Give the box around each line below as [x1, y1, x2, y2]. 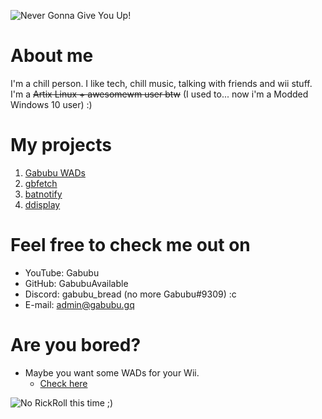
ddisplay [24, 198, 61, 210]
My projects [10, 134, 112, 157]
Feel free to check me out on [10, 234, 251, 257]
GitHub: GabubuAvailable [24, 277, 129, 289]
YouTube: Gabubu [24, 266, 100, 279]
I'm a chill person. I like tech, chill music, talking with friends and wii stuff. [10, 77, 313, 89]
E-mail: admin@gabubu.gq [24, 298, 135, 310]
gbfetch [24, 177, 58, 189]
